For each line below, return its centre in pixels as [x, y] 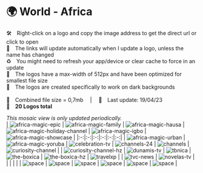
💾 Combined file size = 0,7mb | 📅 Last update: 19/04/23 [84, 100]
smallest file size [27, 80]
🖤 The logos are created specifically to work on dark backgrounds [91, 87]
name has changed [30, 55]
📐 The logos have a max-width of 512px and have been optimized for [94, 74]
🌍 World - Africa [49, 12]
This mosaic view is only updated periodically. [64, 118]
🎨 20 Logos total [29, 106]
